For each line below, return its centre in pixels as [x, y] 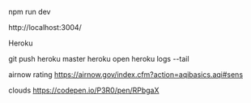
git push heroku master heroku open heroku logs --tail [99, 59]
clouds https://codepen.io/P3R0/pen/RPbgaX [84, 90]
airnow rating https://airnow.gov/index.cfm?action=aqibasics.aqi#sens [126, 75]
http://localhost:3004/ [45, 27]
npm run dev [30, 12]
